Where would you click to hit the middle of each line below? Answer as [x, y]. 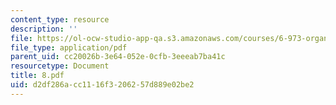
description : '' [44, 29]
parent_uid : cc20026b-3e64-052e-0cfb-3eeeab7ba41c [118, 57]
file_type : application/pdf [69, 47]
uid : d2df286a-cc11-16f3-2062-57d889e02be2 [102, 85]
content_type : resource [60, 19]
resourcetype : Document [60, 66]
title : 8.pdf [37, 76]
